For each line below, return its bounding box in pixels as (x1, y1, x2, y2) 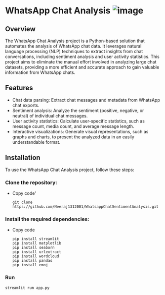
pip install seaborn (12, 245, 55, 250)
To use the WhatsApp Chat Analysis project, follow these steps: (5, 167, 134, 173)
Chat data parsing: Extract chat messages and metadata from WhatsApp (12, 97, 161, 103)
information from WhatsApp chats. (5, 69, 76, 75)
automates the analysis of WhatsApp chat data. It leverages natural (5, 43, 142, 49)
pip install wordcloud (12, 254, 59, 259)
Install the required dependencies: (5, 216, 90, 223)
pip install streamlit (12, 236, 59, 241)
